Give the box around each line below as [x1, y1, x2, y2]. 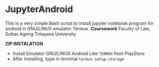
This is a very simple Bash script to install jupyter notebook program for [5, 20, 154, 26]
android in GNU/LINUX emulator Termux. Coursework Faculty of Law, [5, 25, 150, 31]
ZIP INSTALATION [5, 40, 43, 46]
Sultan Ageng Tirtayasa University [5, 31, 77, 37]
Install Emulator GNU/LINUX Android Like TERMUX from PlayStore [12, 50, 145, 56]
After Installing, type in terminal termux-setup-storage [12, 55, 125, 61]
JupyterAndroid [5, 4, 73, 15]
